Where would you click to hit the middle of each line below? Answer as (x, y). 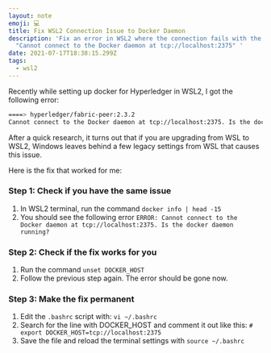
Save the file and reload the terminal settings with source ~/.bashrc (132, 341)
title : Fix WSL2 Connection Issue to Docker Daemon (97, 31)
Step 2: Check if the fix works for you (83, 252)
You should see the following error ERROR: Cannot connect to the (129, 217)
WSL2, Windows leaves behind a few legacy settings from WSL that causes (134, 146)
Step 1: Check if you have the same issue (90, 191)
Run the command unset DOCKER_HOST (82, 270)
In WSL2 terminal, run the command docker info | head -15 (121, 208)
